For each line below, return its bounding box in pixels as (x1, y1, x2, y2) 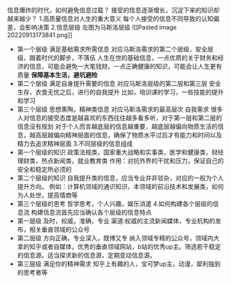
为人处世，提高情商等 (16, 191, 78, 199)
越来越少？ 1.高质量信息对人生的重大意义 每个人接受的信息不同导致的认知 (7, 14, 214, 23)
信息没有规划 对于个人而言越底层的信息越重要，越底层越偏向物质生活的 (16, 122, 218, 131)
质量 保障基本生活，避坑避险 (16, 71, 98, 79)
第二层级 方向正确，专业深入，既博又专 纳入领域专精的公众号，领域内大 (16, 234, 220, 242)
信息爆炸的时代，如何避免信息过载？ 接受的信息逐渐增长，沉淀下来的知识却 (7, 6, 220, 14)
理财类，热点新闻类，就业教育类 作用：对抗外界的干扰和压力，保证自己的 (16, 157, 224, 165)
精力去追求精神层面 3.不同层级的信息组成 (16, 139, 133, 148)
